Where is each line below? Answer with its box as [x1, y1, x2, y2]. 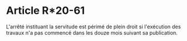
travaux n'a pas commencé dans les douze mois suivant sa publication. [6, 29, 178, 36]
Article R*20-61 [6, 4, 85, 17]
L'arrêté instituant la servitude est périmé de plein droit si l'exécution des [6, 23, 181, 30]
